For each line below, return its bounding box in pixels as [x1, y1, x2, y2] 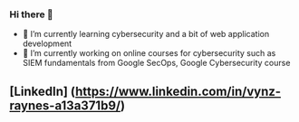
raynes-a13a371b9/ [9, 98, 121, 113]
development [22, 38, 72, 49]
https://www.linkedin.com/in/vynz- [75, 83, 282, 99]
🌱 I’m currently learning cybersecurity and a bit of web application [22, 29, 270, 40]
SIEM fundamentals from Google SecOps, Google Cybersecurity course [22, 58, 291, 69]
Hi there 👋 [9, 8, 54, 21]
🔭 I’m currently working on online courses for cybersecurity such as [22, 48, 276, 59]
